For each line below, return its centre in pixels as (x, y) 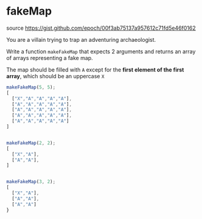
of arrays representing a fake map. (50, 58)
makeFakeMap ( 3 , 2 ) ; (31, 182)
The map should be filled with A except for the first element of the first (95, 69)
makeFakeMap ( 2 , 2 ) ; (31, 143)
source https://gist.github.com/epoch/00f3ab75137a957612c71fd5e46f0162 (101, 28)
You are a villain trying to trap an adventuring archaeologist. (81, 39)
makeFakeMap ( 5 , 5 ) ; (31, 87)
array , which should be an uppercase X (55, 76)
